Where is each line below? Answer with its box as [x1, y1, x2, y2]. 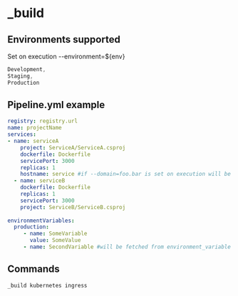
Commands [7, 263, 61, 275]
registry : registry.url [7, 117, 78, 125]
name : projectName [7, 125, 62, 132]
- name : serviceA [7, 137, 59, 145]
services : [7, 131, 37, 138]
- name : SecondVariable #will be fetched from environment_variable [23, 243, 232, 250]
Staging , [7, 73, 33, 80]
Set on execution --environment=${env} [7, 52, 125, 60]
